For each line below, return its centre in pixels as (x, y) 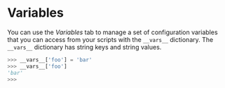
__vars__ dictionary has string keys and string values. (84, 47)
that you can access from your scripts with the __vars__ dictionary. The (110, 39)
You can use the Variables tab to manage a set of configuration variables (113, 32)
